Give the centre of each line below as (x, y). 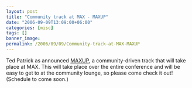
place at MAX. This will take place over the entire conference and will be (93, 66)
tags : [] (17, 33)
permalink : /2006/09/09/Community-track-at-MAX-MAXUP (73, 44)
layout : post (22, 11)
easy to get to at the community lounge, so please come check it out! (90, 73)
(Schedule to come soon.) (37, 79)
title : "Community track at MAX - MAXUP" (57, 17)
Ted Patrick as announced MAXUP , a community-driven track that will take (96, 60)
